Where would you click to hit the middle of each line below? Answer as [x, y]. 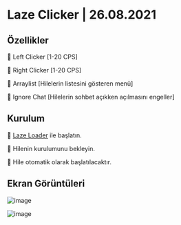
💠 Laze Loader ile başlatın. [45, 135]
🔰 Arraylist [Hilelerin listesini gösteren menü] [70, 84]
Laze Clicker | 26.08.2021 [82, 15]
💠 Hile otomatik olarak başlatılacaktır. [60, 162]
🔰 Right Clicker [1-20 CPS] [44, 70]
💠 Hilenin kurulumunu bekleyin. [51, 148]
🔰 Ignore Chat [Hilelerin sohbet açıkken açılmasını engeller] [91, 97]
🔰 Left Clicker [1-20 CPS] [42, 57]
